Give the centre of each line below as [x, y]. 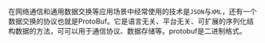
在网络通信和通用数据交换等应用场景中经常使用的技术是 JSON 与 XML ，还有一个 [133, 11]
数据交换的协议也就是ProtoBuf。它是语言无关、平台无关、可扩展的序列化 [128, 21]
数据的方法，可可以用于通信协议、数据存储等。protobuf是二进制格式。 [131, 31]
